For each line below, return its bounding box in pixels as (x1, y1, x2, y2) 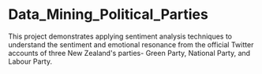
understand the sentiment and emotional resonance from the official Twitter (8, 39, 254, 49)
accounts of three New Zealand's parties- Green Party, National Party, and (8, 48, 251, 57)
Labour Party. (8, 57, 53, 66)
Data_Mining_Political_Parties (8, 6, 209, 24)
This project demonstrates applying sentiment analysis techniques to (8, 31, 233, 41)
